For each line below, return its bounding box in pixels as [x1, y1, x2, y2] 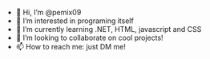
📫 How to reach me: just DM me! [15, 42, 127, 51]
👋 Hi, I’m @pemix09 [15, 8, 82, 17]
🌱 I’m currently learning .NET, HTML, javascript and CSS [15, 25, 202, 33]
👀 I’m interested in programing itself [15, 16, 134, 26]
